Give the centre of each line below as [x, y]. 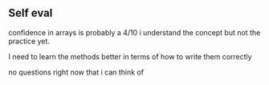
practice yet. [29, 41]
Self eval [31, 13]
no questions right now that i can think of [76, 72]
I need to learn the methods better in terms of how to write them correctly [130, 56]
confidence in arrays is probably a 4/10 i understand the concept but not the [134, 32]
